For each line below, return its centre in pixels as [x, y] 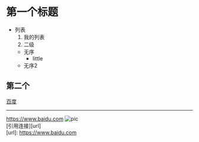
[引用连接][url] [24, 125]
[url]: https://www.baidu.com [41, 132]
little [38, 58]
